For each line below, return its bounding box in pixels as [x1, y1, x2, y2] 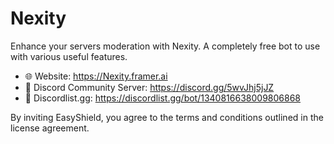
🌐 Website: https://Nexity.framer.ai [24, 70, 168, 82]
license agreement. [10, 122, 90, 134]
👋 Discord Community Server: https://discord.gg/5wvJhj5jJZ [24, 81, 275, 93]
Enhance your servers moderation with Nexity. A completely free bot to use [10, 40, 321, 52]
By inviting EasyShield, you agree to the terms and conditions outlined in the [10, 111, 324, 123]
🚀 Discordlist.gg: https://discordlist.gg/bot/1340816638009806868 [24, 92, 301, 104]
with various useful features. [10, 50, 128, 62]
